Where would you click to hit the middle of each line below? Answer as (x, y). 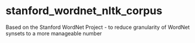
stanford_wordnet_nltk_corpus (84, 11)
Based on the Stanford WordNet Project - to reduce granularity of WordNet (98, 27)
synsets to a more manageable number (54, 33)
